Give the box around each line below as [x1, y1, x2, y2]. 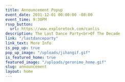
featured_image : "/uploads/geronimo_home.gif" [5, 60, 107, 65]
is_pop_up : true [5, 45, 40, 50]
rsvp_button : [5, 21, 33, 27]
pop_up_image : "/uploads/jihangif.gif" [5, 50, 91, 55]
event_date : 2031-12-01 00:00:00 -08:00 [5, 12, 93, 17]
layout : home [5, 69, 33, 74]
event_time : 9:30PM [5, 17, 47, 22]
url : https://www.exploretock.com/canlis [10, 26, 100, 32]
